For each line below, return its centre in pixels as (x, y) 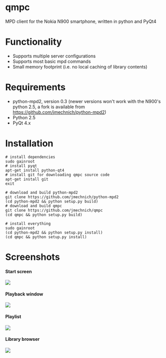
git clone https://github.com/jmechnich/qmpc (54, 210)
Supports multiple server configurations (54, 56)
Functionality (34, 42)
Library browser (23, 339)
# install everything (28, 223)
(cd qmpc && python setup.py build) (44, 215)
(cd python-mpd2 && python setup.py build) (52, 201)
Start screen (18, 271)
